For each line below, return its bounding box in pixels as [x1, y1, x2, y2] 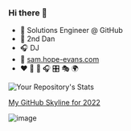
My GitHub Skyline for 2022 [8, 98, 100, 108]
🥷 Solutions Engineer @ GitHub [19, 26, 123, 35]
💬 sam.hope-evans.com [19, 55, 100, 64]
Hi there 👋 [8, 7, 48, 18]
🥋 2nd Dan [19, 34, 55, 43]
